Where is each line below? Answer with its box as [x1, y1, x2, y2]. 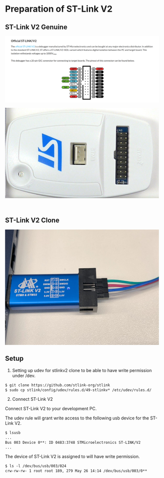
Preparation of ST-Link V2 [5, 3, 113, 15]
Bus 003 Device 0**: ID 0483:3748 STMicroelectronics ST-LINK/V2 [5, 440, 141, 445]
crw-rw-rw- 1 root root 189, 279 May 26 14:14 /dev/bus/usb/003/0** [5, 468, 147, 473]
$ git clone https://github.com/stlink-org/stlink [5, 382, 110, 388]
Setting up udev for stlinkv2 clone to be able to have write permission [12, 367, 152, 373]
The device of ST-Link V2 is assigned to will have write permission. [5, 453, 140, 459]
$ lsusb [5, 430, 21, 435]
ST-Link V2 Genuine [5, 23, 67, 31]
